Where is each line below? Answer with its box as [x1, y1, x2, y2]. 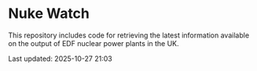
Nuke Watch [8, 5, 90, 23]
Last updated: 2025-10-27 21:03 [8, 54, 112, 63]
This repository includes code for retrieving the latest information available [8, 30, 250, 40]
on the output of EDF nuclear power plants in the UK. [8, 38, 179, 48]
